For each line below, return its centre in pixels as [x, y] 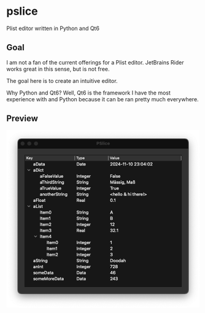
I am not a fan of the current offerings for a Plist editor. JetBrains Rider [95, 62]
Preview [22, 119]
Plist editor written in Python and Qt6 [53, 28]
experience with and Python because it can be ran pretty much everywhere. [102, 99]
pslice [22, 11]
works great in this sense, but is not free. [58, 69]
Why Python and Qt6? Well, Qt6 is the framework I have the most [88, 93]
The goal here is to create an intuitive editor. [62, 80]
